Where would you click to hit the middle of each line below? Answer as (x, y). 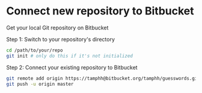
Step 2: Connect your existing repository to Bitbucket (72, 67)
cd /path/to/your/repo (35, 50)
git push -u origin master (40, 84)
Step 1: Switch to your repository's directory (61, 39)
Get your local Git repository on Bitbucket (57, 28)
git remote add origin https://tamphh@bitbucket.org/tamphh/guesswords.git (103, 78)
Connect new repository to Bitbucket (100, 11)
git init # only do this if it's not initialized (70, 56)
